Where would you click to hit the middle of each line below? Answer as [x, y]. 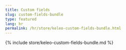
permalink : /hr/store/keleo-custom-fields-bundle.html [63, 28]
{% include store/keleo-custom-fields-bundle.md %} [59, 42]
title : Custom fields [28, 10]
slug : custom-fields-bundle [34, 14]
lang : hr [14, 24]
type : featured [21, 19]
